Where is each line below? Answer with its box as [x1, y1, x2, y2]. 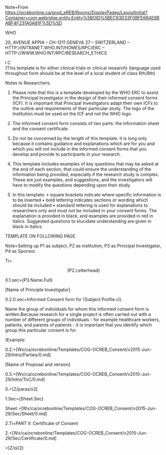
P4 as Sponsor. [5, 248, 36, 254]
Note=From [5, 4, 29, 10]
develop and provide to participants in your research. [12, 152, 121, 157]
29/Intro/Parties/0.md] [5, 352, 51, 358]
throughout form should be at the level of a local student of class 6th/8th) [5, 70, 156, 76]
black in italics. [12, 224, 43, 229]
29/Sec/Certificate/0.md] [5, 436, 57, 441]
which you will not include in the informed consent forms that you [12, 146, 147, 152]
